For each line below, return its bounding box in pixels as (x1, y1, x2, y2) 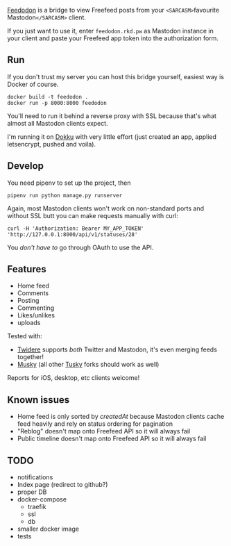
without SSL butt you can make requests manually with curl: (7, 211, 179, 220)
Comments (17, 289, 49, 297)
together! (17, 353, 44, 361)
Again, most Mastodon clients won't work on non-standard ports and (7, 204, 205, 213)
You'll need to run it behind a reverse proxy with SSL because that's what (7, 111, 217, 120)
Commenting (17, 304, 55, 312)
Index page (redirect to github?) (17, 481, 108, 489)
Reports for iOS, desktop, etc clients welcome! (7, 374, 140, 382)
